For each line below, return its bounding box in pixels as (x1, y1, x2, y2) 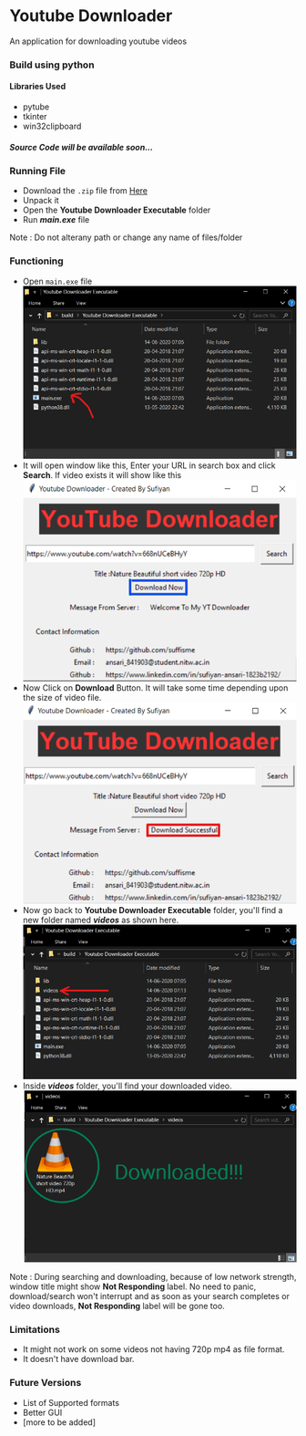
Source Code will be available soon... (9, 141, 153, 152)
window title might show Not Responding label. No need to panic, (9, 1281, 257, 1292)
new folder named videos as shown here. (22, 914, 179, 926)
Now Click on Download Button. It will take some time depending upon (22, 682, 289, 693)
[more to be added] (22, 1416, 96, 1428)
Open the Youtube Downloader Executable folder (22, 204, 211, 215)
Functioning (9, 255, 64, 267)
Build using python (9, 58, 95, 71)
